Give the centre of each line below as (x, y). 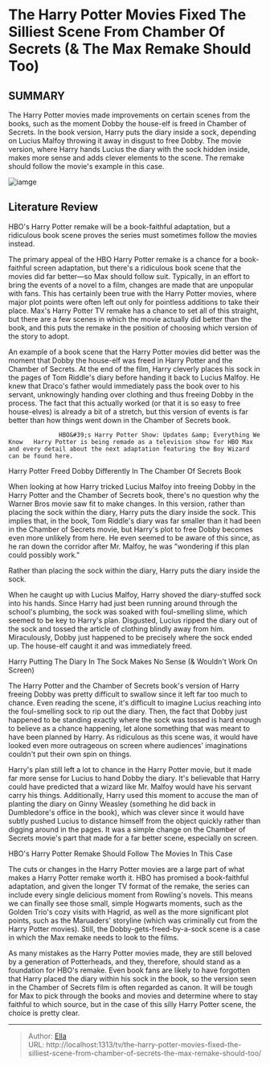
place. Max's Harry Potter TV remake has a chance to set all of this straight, (134, 310)
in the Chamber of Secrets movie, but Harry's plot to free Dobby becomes (131, 529)
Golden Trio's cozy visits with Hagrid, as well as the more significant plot (129, 911)
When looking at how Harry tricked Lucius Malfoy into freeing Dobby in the (132, 486)
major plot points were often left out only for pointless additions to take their (134, 302)
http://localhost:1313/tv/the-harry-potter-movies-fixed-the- (144, 1044)
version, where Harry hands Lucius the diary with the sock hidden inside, (129, 149)
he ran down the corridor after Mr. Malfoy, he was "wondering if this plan (129, 546)
